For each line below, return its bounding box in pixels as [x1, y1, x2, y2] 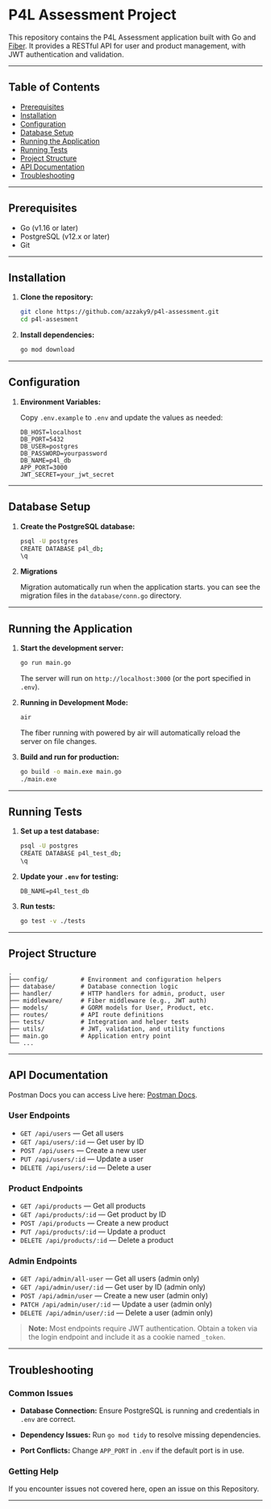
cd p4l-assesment [19, 316, 79, 324]
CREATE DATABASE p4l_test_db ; [19, 850, 123, 858]
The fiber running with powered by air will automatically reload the [19, 728, 240, 738]
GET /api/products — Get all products [19, 1201, 146, 1211]
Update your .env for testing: [19, 872, 119, 881]
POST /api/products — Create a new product [19, 1218, 169, 1228]
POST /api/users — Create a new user [19, 1145, 147, 1155]
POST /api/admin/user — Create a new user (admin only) [19, 1291, 208, 1301]
